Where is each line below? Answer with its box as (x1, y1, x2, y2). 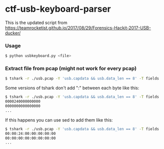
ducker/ (5, 30, 21, 36)
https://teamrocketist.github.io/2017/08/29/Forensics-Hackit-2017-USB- (5, 25, 151, 30)
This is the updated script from (5, 20, 68, 25)
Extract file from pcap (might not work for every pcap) (5, 65, 137, 72)
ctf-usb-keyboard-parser (5, 3, 111, 15)
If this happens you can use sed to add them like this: (5, 117, 113, 123)
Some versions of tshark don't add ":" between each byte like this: (5, 85, 139, 91)
